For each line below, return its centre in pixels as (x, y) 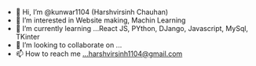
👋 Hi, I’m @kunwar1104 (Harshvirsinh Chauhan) (92, 12)
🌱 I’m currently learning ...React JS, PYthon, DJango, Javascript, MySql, (132, 28)
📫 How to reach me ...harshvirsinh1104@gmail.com (99, 54)
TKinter (27, 36)
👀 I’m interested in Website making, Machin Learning (101, 20)
